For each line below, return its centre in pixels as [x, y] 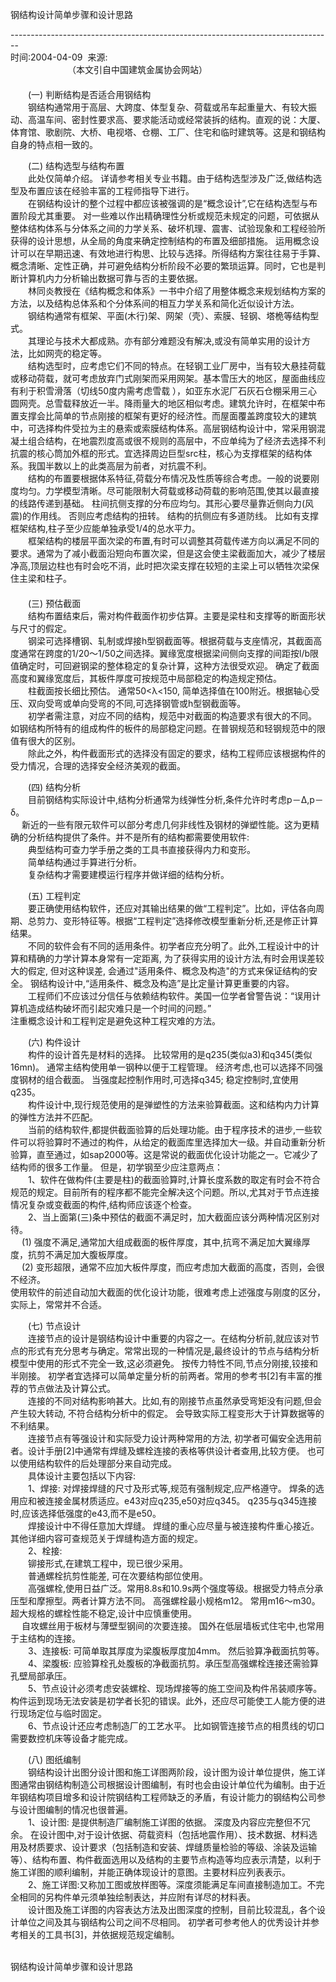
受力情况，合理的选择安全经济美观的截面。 [98, 766]
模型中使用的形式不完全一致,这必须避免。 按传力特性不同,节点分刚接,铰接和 [164, 1363]
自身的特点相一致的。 [54, 144]
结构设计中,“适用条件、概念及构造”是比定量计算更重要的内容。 [166, 983]
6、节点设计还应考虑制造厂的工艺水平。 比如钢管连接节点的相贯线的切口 [176, 1726]
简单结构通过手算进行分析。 [84, 862]
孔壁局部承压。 [41, 1676]
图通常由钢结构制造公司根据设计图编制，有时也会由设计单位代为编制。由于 [163, 1784]
